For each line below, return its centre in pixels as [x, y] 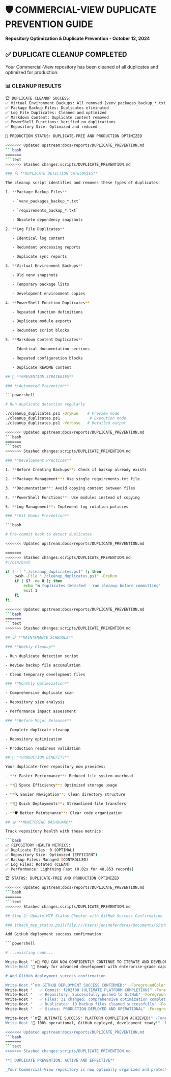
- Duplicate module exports [42, 321]
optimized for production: [32, 72]
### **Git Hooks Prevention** [37, 516]
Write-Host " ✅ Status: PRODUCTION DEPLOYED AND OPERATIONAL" [75, 1009]
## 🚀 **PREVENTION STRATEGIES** [39, 376]
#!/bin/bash [18, 562]
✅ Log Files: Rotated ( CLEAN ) [38, 864]
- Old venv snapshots [35, 275]
